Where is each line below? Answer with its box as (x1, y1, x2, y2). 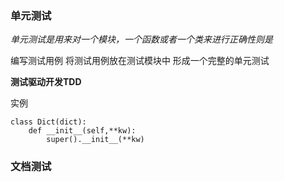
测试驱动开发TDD (10, 76, 82, 88)
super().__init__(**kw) (46, 135, 145, 145)
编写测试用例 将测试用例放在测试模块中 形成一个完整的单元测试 (10, 55, 270, 67)
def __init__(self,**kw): (28, 126, 137, 136)
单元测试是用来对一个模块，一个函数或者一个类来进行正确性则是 (10, 33, 273, 46)
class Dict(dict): (10, 117, 87, 127)
